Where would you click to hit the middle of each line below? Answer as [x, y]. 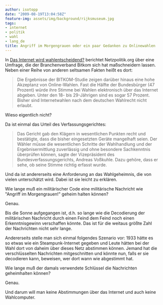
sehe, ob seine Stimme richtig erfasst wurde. [62, 165]
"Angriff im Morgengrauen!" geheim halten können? [57, 194]
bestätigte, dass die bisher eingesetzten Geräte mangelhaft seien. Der [87, 139]
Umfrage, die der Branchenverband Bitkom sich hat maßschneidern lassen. [81, 65]
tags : [10, 23]
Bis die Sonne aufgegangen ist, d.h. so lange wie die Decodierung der [75, 213]
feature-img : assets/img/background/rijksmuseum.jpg [60, 19]
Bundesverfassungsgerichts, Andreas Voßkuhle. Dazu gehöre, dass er [87, 159]
